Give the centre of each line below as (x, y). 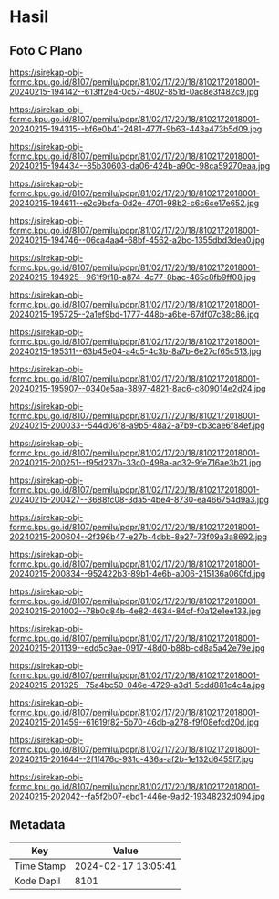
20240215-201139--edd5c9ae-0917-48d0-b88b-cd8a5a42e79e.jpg (138, 648)
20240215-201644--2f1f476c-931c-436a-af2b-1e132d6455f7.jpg (131, 759)
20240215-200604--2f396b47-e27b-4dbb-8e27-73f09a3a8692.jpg (138, 537)
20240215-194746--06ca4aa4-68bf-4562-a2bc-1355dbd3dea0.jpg (138, 240)
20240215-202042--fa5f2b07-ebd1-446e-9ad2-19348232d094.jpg (138, 796)
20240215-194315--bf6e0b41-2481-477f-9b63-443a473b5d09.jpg (136, 129)
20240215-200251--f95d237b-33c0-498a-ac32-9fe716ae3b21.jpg (135, 462)
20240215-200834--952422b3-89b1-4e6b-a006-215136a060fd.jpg (138, 574)
